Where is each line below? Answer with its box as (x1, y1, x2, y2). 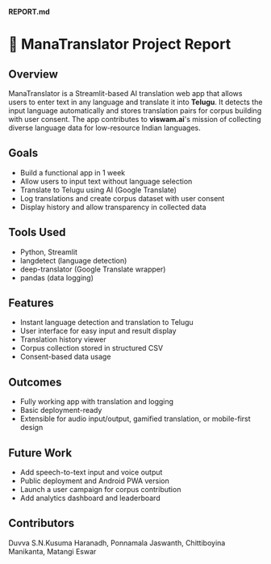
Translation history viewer (19, 335, 106, 344)
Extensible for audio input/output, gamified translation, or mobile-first (19, 414, 252, 423)
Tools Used (8, 225, 66, 239)
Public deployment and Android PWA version (19, 476, 169, 486)
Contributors (8, 516, 75, 530)
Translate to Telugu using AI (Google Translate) (19, 185, 177, 195)
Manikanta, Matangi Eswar (8, 546, 97, 556)
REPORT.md (8, 7, 50, 16)
